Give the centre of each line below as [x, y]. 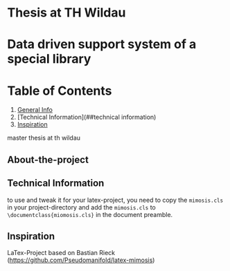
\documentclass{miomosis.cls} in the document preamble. [90, 214]
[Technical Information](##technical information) [87, 117]
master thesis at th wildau [44, 138]
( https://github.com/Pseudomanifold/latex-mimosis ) [81, 260]
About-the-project [48, 159]
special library [49, 59]
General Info [35, 110]
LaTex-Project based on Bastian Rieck [61, 253]
